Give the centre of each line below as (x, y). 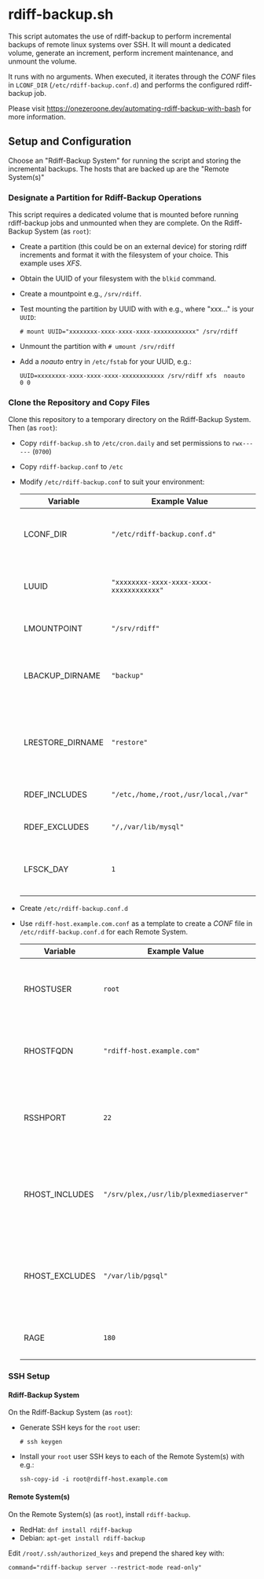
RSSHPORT (45, 1118)
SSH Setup (29, 1376)
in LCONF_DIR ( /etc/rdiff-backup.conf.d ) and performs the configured (121, 85)
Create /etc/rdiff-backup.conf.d (73, 909)
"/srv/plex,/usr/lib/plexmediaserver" (176, 1195)
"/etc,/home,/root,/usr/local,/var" (180, 795)
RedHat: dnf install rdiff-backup (75, 1529)
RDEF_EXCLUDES (56, 827)
